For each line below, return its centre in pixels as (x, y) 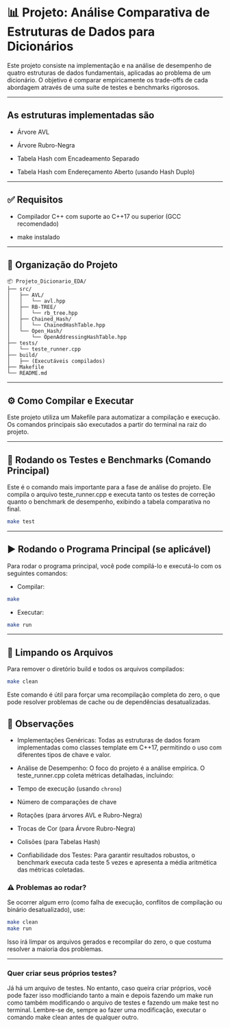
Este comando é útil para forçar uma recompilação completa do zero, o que (114, 695)
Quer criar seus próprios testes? (62, 973)
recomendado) (38, 224)
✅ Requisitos (35, 200)
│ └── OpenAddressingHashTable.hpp (67, 337)
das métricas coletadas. (51, 869)
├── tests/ (23, 343)
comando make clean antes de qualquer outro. (73, 1017)
